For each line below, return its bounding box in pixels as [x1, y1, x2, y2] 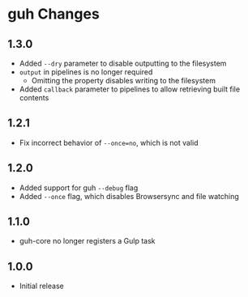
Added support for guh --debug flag [19, 183, 139, 193]
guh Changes [7, 5, 100, 23]
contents [19, 93, 49, 102]
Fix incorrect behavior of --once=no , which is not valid [19, 138, 199, 147]
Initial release [19, 281, 64, 291]
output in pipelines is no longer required [19, 67, 153, 77]
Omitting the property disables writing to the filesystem [31, 76, 216, 85]
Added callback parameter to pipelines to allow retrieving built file [19, 84, 241, 94]
